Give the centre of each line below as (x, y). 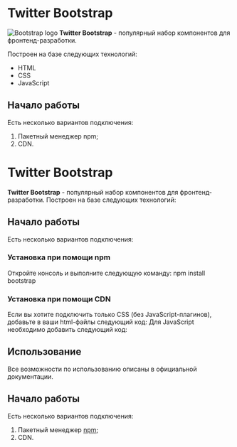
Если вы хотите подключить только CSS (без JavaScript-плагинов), (110, 315)
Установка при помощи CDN (59, 298)
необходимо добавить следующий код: (68, 330)
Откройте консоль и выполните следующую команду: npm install (106, 273)
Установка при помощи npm (59, 257)
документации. (30, 376)
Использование (44, 352)
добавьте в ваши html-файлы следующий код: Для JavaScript (101, 322)
